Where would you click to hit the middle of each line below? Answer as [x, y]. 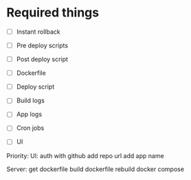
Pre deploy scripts [42, 45]
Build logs [31, 100]
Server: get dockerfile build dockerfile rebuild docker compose [95, 169]
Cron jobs [30, 128]
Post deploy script [42, 59]
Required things [53, 13]
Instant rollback [38, 32]
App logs [29, 114]
